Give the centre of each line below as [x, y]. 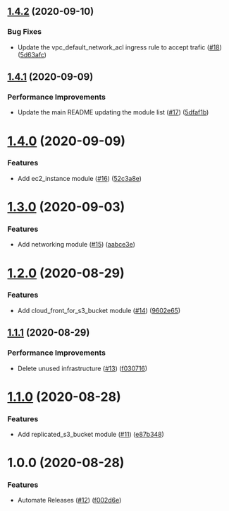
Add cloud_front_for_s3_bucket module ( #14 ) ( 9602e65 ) [99, 310]
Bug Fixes [25, 32]
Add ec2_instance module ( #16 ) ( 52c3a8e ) [80, 178]
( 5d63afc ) [32, 54]
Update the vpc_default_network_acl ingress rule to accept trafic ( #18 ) [119, 47]
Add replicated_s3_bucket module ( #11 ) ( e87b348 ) [91, 434]
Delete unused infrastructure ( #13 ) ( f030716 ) [82, 368]
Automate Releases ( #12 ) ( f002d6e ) [69, 500]
